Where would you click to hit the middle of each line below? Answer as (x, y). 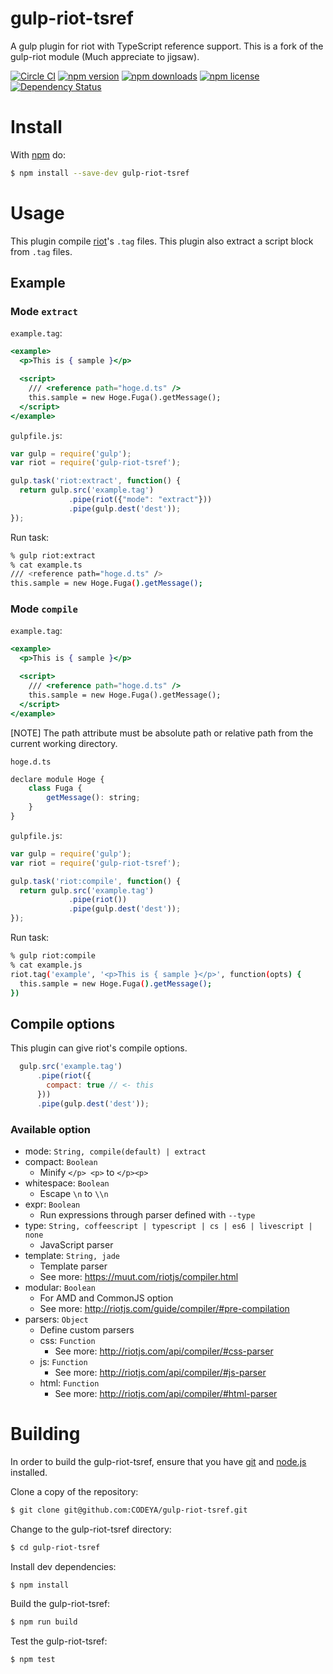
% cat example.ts (46, 565)
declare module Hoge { (57, 779)
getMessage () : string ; (93, 798)
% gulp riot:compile (53, 956)
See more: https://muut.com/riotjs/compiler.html (139, 1276)
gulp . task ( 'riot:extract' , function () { (96, 481)
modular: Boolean (60, 1287)
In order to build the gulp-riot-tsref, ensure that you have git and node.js (158, 1461)
